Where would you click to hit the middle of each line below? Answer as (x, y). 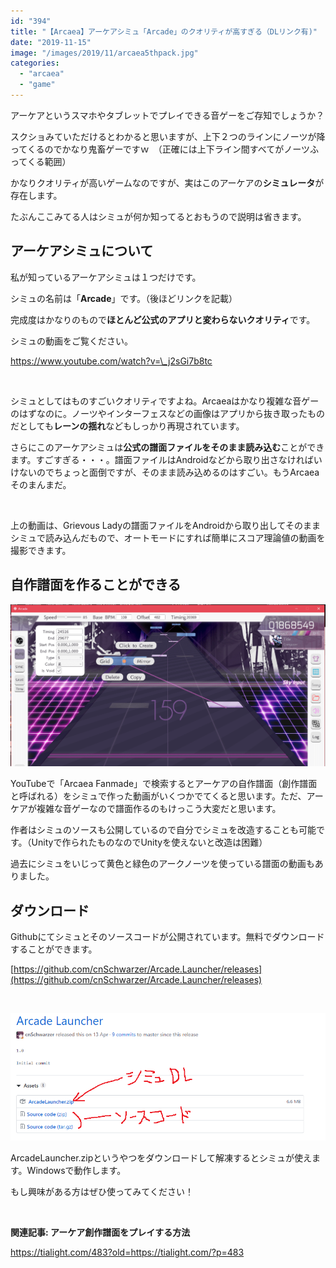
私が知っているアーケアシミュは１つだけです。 (106, 277)
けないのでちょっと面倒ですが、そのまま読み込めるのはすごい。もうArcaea (165, 472)
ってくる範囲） (41, 161)
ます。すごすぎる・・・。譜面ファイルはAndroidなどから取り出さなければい (166, 459)
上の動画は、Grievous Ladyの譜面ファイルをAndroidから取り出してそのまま (166, 525)
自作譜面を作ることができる (96, 585)
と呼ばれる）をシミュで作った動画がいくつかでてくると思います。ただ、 (158, 796)
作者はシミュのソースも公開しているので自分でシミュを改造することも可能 (163, 830)
